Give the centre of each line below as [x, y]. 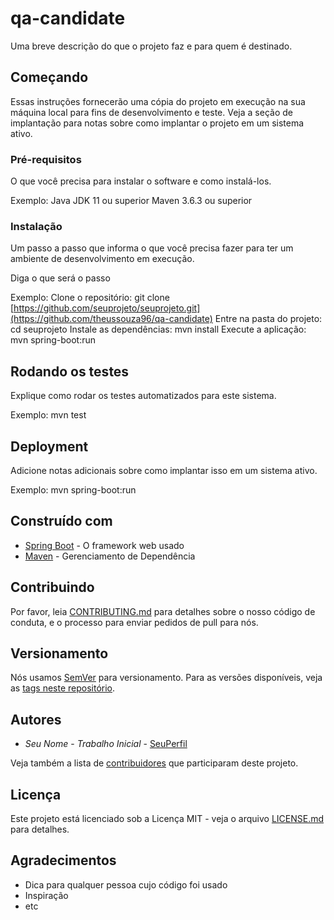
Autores [36, 719]
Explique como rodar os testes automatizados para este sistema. [143, 396]
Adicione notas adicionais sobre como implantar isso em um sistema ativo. [164, 470]
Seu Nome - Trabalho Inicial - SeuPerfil [106, 744]
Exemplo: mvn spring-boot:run [73, 489]
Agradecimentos [63, 860]
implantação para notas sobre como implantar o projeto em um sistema [157, 123]
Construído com [61, 521]
